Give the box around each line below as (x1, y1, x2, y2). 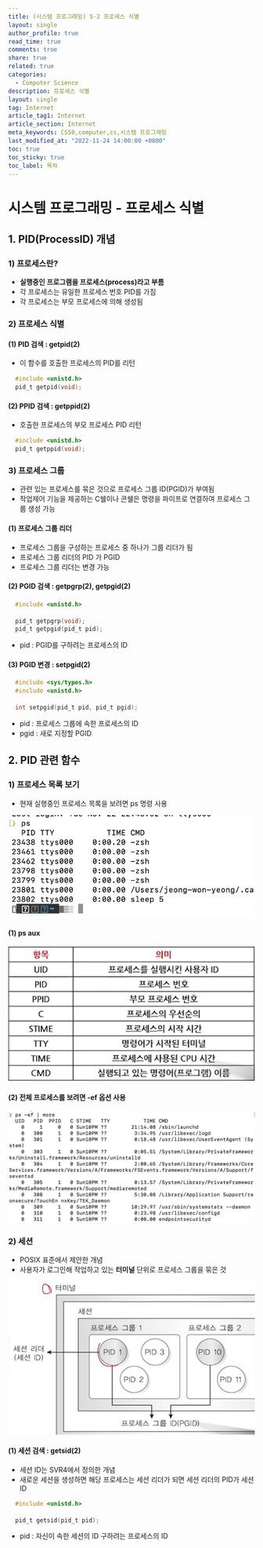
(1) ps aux (8, 928, 41, 937)
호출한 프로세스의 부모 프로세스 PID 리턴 (19, 420, 142, 429)
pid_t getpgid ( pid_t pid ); (15, 625, 103, 633)
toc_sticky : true (8, 153, 65, 161)
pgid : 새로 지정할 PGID (19, 728, 92, 738)
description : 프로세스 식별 (8, 87, 90, 95)
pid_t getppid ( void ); (15, 445, 86, 453)
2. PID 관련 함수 (8, 754, 81, 767)
